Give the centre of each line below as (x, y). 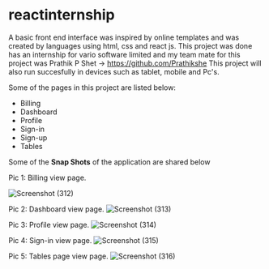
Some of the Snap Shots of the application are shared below (109, 162)
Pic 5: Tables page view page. (59, 256)
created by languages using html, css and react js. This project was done (130, 45)
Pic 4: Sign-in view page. (50, 240)
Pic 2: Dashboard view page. (56, 209)
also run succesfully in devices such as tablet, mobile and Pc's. (114, 71)
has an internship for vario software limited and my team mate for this (124, 54)
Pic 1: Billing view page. (47, 177)
